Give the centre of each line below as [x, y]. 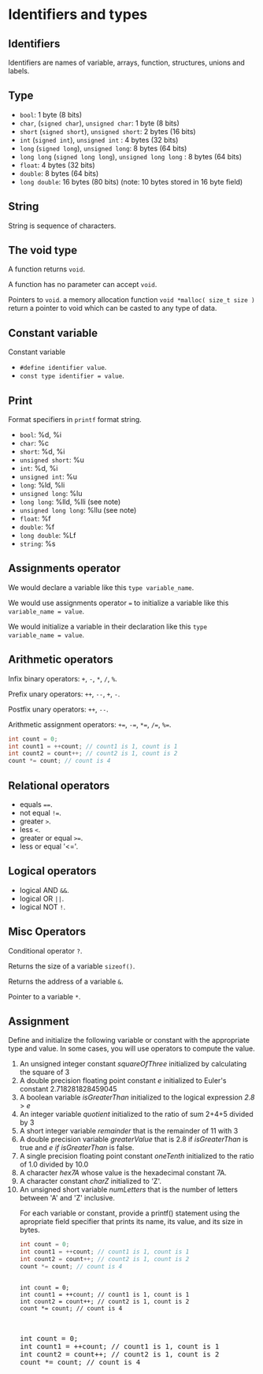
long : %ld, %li [42, 485]
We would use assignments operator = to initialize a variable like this [119, 603]
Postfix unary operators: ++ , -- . [58, 709]
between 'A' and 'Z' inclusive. [67, 1198]
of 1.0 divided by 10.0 [54, 1164]
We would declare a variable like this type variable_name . [101, 587]
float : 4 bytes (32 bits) [57, 165]
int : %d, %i [39, 469]
